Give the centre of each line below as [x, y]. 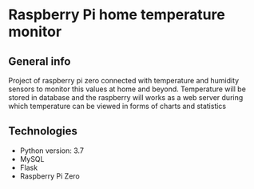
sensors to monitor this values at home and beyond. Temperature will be [127, 89]
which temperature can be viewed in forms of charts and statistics [117, 106]
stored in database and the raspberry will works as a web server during [126, 97]
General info [40, 61]
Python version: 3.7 [52, 151]
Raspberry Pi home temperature [117, 15]
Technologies [43, 131]
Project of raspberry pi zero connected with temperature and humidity [124, 80]
